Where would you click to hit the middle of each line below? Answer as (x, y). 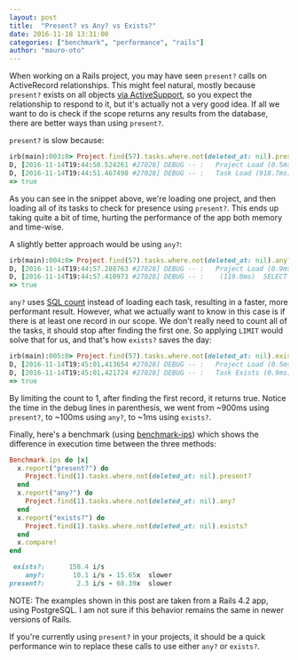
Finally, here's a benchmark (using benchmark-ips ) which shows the (134, 434)
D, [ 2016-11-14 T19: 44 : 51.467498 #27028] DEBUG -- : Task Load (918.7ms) (150, 173)
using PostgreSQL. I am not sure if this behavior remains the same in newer (146, 609)
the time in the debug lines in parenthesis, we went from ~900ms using (139, 407)
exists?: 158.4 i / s (59, 567)
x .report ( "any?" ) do (55, 493)
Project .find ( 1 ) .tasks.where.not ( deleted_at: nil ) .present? (138, 477)
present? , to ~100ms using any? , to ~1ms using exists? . (110, 417)
